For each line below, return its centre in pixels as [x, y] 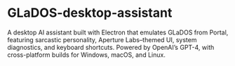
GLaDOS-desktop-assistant [90, 13]
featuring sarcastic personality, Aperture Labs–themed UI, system [102, 39]
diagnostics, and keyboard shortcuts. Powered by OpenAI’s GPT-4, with [111, 47]
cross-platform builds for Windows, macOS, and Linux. [87, 55]
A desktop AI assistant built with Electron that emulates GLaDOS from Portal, [118, 32]
